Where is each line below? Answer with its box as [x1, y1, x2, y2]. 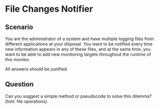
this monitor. [5, 57, 30, 62]
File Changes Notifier [5, 3, 93, 15]
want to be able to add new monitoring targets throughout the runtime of [5, 51, 151, 57]
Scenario [5, 23, 33, 31]
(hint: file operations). [5, 98, 49, 104]
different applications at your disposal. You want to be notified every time [5, 41, 153, 47]
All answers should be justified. [5, 66, 68, 72]
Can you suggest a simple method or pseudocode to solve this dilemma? [5, 93, 152, 99]
